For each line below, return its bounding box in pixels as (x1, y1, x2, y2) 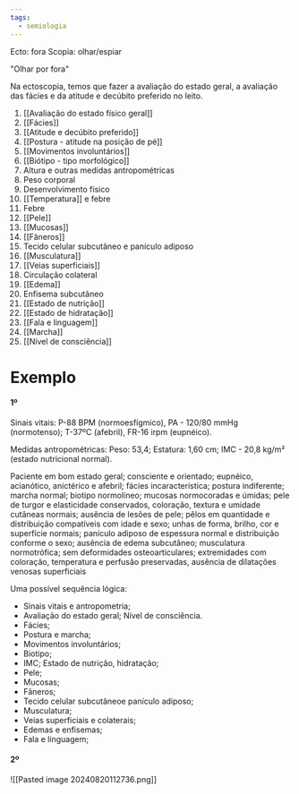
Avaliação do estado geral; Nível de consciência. (22, 610, 203, 620)
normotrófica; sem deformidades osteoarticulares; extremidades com (10, 547, 267, 558)
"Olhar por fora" (10, 64, 70, 74)
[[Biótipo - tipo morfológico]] (22, 155, 130, 166)
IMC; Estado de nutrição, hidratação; (22, 657, 159, 668)
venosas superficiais (10, 566, 87, 576)
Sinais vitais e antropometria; (22, 601, 131, 611)
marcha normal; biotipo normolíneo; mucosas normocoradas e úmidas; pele (10, 490, 290, 500)
